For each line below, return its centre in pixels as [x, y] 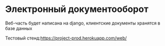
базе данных [19, 28]
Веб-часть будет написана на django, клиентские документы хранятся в [83, 23]
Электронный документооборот [77, 9]
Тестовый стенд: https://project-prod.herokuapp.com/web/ [66, 38]
